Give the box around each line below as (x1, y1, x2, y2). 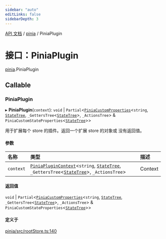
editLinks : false (5, 12, 41, 17)
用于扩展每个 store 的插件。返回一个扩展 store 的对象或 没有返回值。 (5, 128, 145, 134)
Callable (5, 81, 31, 89)
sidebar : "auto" (5, 7, 39, 12)
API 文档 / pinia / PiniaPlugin (5, 31, 63, 37)
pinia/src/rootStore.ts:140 (5, 228, 57, 234)
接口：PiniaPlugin (5, 50, 79, 61)
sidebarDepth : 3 (5, 16, 39, 21)
